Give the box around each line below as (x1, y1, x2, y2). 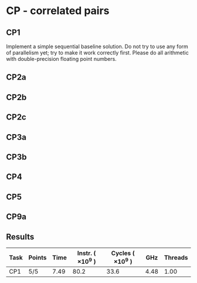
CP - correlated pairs (6, 4, 110, 18)
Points (28, 253, 47, 261)
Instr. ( (77, 249, 96, 257)
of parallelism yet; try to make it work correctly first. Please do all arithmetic (6, 49, 189, 56)
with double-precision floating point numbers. (6, 56, 117, 62)
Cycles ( (111, 249, 135, 257)
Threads (164, 253, 188, 261)
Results (6, 231, 35, 241)
